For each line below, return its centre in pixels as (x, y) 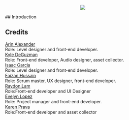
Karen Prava (18, 107)
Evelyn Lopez (19, 96)
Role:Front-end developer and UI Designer (48, 91)
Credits (17, 32)
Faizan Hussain (20, 75)
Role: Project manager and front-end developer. (53, 101)
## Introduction (21, 17)
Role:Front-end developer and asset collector (51, 112)
